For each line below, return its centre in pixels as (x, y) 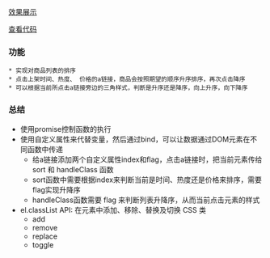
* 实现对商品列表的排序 (42, 71)
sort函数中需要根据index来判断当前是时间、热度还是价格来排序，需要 (147, 180)
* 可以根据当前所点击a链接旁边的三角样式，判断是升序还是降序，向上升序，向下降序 (128, 88)
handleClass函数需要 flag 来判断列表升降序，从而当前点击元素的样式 (146, 200)
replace (45, 236)
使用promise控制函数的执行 (65, 129)
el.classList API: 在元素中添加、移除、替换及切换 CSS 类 (113, 209)
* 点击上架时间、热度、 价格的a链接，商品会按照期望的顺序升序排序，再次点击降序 (127, 79)
